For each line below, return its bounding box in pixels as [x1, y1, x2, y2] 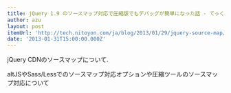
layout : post [7, 23, 45, 30]
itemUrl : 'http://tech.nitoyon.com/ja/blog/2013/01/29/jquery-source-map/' [7, 29, 229, 37]
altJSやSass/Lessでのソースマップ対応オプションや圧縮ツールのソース [7, 70, 206, 79]
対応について [12, 79, 49, 87]
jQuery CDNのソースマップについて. [7, 56, 109, 64]
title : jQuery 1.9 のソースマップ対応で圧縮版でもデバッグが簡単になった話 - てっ [7, 10, 220, 17]
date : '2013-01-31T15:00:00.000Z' [7, 36, 107, 43]
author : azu [7, 17, 41, 23]
